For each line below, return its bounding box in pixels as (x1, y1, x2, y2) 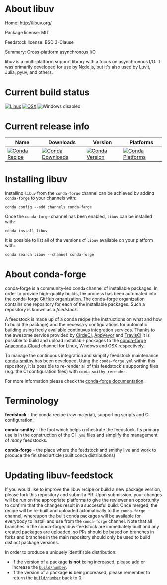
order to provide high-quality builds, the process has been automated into (5, 290, 157, 296)
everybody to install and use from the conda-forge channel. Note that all (5, 518, 152, 524)
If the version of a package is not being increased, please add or (12, 559, 145, 565)
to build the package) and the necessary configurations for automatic (5, 321, 148, 327)
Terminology (5, 395, 59, 406)
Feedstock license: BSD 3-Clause (5, 39, 74, 45)
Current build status (5, 87, 90, 98)
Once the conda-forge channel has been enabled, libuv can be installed (5, 213, 153, 219)
